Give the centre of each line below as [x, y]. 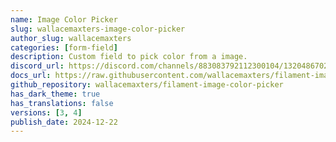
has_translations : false [62, 103]
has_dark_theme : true [55, 94]
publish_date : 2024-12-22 [64, 122]
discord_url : [37, 66]
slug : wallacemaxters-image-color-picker [98, 29]
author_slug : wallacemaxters [71, 38]
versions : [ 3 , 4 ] [46, 112]
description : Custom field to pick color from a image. [129, 57]
